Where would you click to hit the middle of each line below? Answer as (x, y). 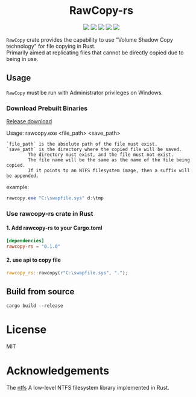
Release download (29, 121)
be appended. (23, 176)
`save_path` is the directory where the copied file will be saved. (94, 150)
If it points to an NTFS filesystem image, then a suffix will (109, 171)
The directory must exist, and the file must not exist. (101, 155)
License (27, 329)
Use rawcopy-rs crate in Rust (50, 213)
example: (17, 187)
